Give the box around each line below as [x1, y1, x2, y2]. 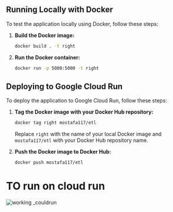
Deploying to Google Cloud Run [6, 81, 123, 91]
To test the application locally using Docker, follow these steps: [6, 20, 158, 27]
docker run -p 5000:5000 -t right [14, 65, 99, 71]
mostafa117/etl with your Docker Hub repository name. [14, 137, 148, 144]
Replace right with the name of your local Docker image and [14, 131, 162, 138]
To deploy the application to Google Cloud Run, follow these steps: [6, 97, 167, 104]
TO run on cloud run [6, 180, 106, 193]
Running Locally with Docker [6, 5, 113, 15]
